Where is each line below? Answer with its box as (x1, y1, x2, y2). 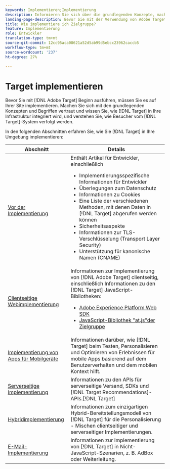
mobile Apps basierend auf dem (70, 355, 147, 362)
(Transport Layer (119, 236, 160, 243)
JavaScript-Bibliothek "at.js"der (79, 317, 155, 324)
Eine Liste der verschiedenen (79, 198, 148, 205)
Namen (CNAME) (79, 254, 120, 261)
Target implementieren (5, 80, 103, 92)
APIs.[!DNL (70, 395, 97, 402)
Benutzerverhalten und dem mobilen (70, 362, 158, 369)
